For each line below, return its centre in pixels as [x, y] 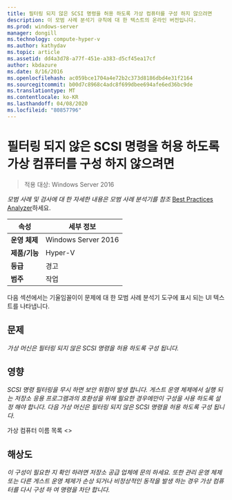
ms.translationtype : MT [41, 91]
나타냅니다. [35, 306]
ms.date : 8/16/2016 [35, 71]
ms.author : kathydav [37, 46]
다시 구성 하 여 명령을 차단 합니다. [65, 490]
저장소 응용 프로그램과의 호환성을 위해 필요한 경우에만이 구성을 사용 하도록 [114, 398]
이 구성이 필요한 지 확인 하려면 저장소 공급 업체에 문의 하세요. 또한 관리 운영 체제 [115, 472]
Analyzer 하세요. [29, 208]
